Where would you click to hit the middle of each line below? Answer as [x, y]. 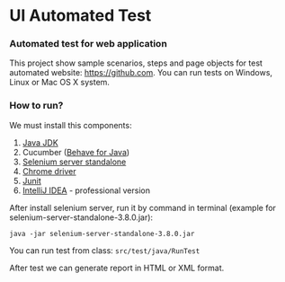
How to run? [36, 106]
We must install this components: [71, 125]
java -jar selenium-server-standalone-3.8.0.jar [102, 234]
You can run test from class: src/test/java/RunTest [105, 250]
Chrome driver [49, 171]
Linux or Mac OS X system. [60, 83]
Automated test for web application [89, 44]
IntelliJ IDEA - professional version [86, 190]
